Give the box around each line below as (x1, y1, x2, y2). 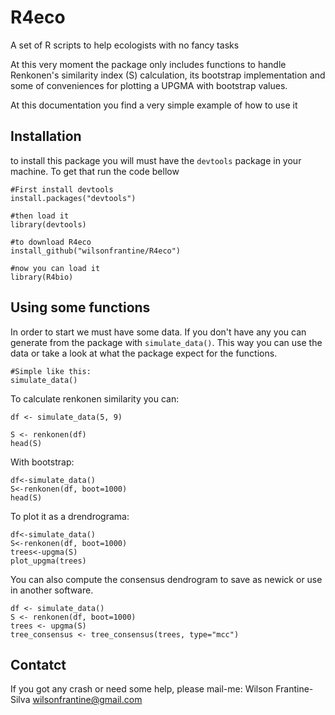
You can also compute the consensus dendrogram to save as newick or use (10, 573, 323, 585)
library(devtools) (10, 219, 87, 230)
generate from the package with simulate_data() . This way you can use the (10, 336, 323, 348)
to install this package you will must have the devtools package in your (10, 154, 302, 166)
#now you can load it (10, 263, 101, 273)
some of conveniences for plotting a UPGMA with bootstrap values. (10, 79, 288, 91)
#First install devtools (10, 184, 114, 195)
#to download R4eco (10, 237, 92, 247)
